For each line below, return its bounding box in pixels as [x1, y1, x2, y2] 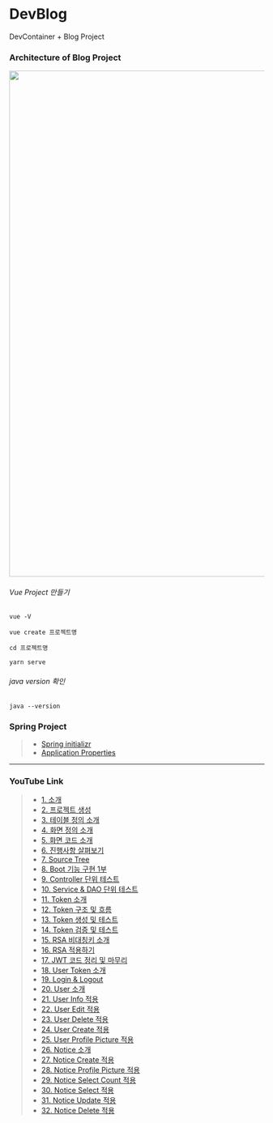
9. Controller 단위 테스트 [41, 874, 120, 884]
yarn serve [9, 658, 46, 666]
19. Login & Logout [41, 975, 104, 985]
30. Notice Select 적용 [41, 1086, 114, 1095]
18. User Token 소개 [41, 965, 106, 976]
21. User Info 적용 [41, 994, 99, 1004]
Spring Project [9, 721, 67, 732]
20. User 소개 [41, 985, 86, 994]
